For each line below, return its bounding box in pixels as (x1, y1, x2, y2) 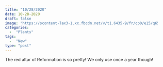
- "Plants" (9, 30, 34, 34)
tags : (5, 34, 16, 39)
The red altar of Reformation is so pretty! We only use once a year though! (5, 56, 154, 62)
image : (5, 20, 18, 26)
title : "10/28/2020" (5, 7, 47, 12)
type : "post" (5, 43, 32, 48)
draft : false (5, 16, 32, 21)
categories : (5, 25, 29, 30)
